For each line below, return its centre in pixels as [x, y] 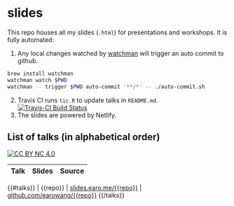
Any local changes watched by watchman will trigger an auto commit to [121, 53]
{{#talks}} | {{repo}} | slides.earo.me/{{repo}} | [75, 188]
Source [72, 171]
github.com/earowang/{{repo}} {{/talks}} [66, 195]
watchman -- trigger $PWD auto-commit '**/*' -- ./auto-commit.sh [106, 87]
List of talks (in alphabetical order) [84, 137]
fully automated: [31, 39]
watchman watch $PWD [37, 80]
